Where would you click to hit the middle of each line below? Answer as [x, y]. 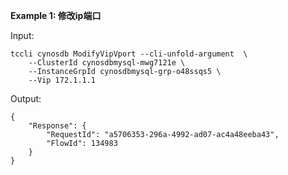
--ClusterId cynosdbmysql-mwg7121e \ [107, 63]
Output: [26, 98]
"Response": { [57, 126]
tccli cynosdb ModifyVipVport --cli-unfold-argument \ [129, 54]
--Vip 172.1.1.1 [62, 80]
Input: [22, 35]
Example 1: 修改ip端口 [56, 15]
